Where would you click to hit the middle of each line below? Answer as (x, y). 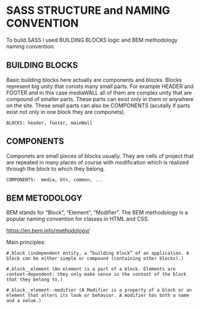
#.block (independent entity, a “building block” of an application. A (98, 254)
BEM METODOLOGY (44, 198)
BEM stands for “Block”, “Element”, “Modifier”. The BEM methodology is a (97, 213)
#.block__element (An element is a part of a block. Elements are (91, 269)
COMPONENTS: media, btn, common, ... (55, 179)
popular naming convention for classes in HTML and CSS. (78, 219)
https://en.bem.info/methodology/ (48, 231)
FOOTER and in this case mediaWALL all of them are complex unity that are (99, 92)
